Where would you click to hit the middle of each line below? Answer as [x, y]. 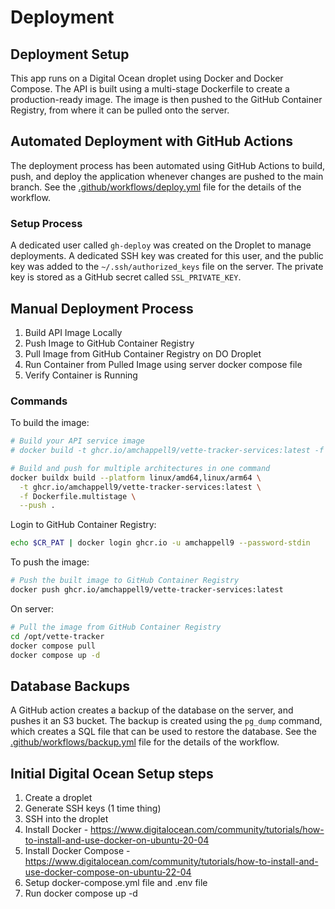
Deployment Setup [70, 54]
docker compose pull [53, 646]
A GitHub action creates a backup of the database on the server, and [152, 710]
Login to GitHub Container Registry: [83, 525]
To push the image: [50, 562]
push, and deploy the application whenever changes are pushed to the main [167, 176]
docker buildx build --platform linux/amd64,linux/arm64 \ [136, 477]
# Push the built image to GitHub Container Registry [125, 581]
